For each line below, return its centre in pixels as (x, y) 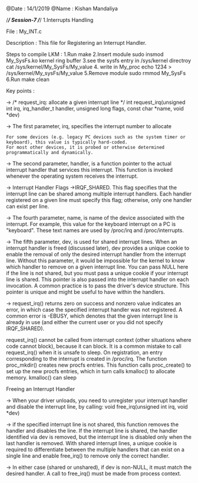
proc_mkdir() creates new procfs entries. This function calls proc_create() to (99, 365)
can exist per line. (28, 206)
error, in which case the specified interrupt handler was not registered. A (94, 310)
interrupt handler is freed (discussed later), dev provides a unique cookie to (98, 248)
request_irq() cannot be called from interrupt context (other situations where (99, 340)
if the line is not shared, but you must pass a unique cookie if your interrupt (97, 273)
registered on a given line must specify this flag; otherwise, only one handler (99, 200)
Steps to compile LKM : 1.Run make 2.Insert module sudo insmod (85, 54)
